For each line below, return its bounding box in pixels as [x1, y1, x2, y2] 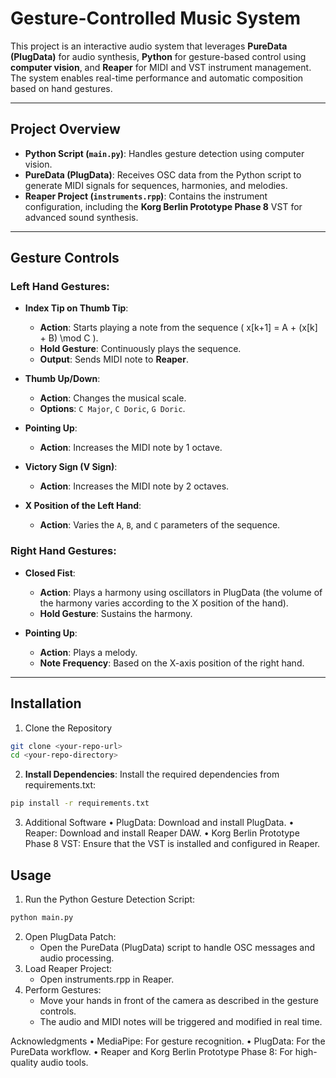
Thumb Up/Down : [24, 373, 101, 385]
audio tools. [40, 1056, 89, 1068]
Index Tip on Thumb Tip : [24, 302, 129, 314]
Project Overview [10, 121, 121, 138]
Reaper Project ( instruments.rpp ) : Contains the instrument [24, 190, 268, 202]
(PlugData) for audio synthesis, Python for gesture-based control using [10, 50, 307, 62]
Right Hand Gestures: [10, 544, 117, 558]
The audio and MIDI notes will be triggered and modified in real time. [39, 1015, 323, 1027]
